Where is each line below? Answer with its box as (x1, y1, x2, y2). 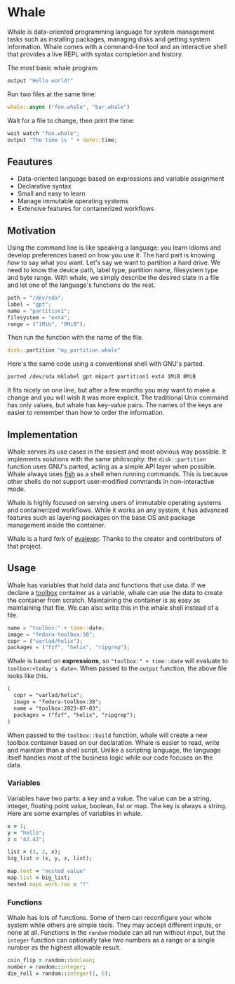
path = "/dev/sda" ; (7, 295, 65, 302)
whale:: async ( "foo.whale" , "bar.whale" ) (7, 103, 130, 110)
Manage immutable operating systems (17, 197, 128, 205)
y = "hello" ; (7, 829, 46, 836)
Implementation (7, 428, 79, 440)
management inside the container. (7, 521, 106, 529)
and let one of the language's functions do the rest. (7, 281, 156, 289)
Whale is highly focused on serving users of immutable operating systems (7, 499, 222, 506)
